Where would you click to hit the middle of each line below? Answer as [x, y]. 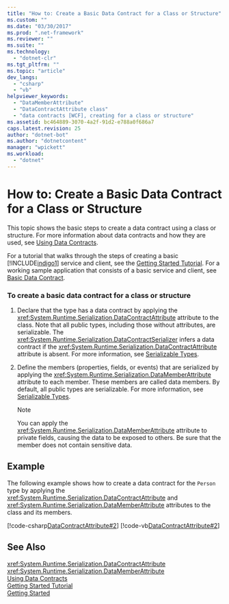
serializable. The [40, 332]
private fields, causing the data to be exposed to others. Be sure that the [119, 437]
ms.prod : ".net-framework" [45, 33]
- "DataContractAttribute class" [61, 109]
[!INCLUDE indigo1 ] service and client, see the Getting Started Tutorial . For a [113, 263]
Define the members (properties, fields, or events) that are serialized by [118, 367]
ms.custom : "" [27, 20]
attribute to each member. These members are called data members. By [118, 382]
